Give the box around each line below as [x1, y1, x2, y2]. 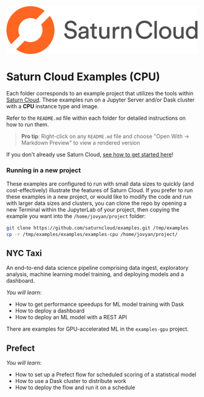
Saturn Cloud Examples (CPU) [6, 70, 160, 83]
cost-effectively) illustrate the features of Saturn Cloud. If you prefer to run [6, 186, 193, 194]
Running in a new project [6, 166, 81, 174]
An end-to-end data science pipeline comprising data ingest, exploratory [6, 264, 189, 272]
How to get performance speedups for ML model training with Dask [15, 301, 185, 308]
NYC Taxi [6, 248, 42, 258]
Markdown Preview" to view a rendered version [21, 139, 141, 147]
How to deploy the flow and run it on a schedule [15, 384, 135, 392]
